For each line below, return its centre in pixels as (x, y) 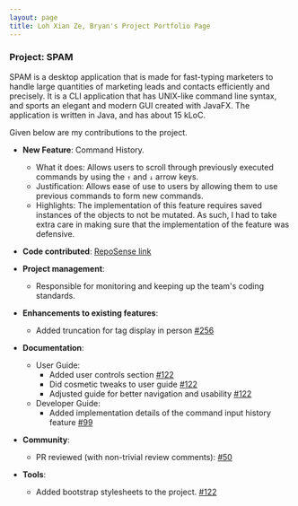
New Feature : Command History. (83, 150)
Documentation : (53, 347)
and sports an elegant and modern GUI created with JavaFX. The (130, 105)
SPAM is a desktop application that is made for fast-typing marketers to (141, 76)
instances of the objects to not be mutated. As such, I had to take (156, 214)
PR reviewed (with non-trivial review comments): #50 (134, 457)
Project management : (63, 268)
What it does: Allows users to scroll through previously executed (154, 167)
